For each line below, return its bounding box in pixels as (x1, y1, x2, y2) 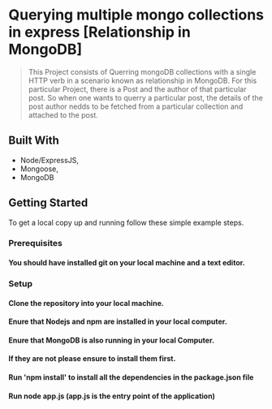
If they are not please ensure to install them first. (8, 354, 176, 364)
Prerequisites (8, 238, 63, 249)
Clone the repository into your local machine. (8, 298, 164, 308)
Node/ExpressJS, (19, 155, 80, 165)
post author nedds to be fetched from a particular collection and (28, 101, 244, 111)
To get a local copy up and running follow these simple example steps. (8, 217, 244, 227)
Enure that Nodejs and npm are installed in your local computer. (8, 316, 227, 326)
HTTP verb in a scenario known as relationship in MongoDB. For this (28, 75, 257, 85)
